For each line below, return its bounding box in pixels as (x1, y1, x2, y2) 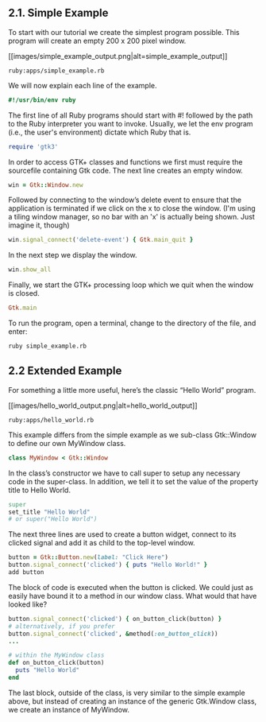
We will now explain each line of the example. (8, 80, 157, 90)
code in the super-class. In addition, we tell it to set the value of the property (8, 476, 259, 486)
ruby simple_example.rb (8, 342, 87, 351)
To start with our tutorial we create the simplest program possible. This (8, 27, 240, 37)
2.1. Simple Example (8, 6, 109, 20)
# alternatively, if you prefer (8, 622, 115, 631)
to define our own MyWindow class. (8, 438, 126, 448)
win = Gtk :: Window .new (8, 180, 83, 189)
